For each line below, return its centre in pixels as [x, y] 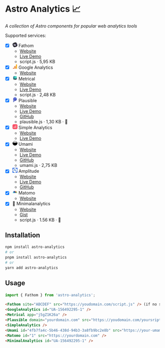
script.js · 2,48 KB [38, 95]
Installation [23, 235]
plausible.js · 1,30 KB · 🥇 [43, 122]
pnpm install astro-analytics [36, 258]
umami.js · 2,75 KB [38, 165]
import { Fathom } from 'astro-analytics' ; [50, 295]
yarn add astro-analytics [31, 268]
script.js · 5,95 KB [37, 62]
